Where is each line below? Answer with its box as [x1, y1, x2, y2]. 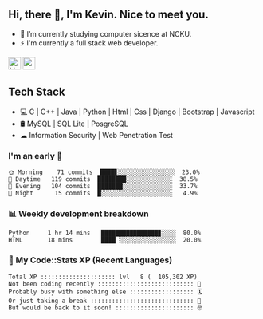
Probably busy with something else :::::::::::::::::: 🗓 [8, 288, 203, 296]
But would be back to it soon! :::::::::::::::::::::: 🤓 [8, 304, 202, 312]
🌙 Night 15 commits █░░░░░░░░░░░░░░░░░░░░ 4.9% [8, 189, 198, 197]
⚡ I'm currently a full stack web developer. [19, 37, 159, 48]
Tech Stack [8, 85, 65, 99]
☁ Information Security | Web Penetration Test [19, 130, 174, 140]
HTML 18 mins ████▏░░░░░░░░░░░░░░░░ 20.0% [8, 236, 202, 244]
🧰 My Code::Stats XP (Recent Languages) [8, 254, 173, 266]
